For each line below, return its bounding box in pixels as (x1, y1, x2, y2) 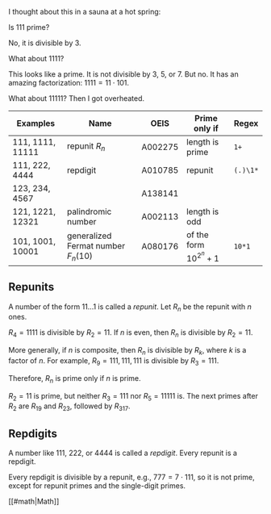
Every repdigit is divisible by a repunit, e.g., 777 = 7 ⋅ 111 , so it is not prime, (8, 472, 256, 482)
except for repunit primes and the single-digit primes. (8, 480, 186, 491)
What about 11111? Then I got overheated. (8, 94, 145, 103)
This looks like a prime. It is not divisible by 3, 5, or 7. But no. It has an (8, 69, 240, 79)
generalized (67, 230, 112, 241)
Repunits (8, 280, 55, 294)
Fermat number (67, 240, 126, 251)
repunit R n (67, 140, 106, 153)
